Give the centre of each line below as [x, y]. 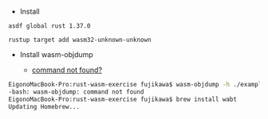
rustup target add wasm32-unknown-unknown [80, 40]
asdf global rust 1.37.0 [49, 26]
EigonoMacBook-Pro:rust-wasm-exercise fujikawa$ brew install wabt [123, 99]
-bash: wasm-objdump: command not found [77, 92]
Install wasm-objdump [56, 54]
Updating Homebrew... [44, 106]
